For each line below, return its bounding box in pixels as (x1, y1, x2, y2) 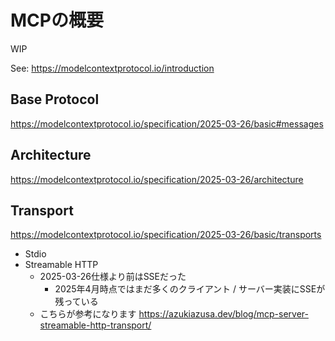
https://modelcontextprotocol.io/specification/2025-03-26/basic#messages (10, 117, 324, 130)
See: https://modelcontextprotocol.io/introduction (10, 62, 215, 74)
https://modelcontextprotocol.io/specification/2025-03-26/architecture (10, 173, 304, 185)
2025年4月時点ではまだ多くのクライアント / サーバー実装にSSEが (54, 283, 326, 295)
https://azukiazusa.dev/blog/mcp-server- (138, 308, 309, 320)
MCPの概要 (10, 9, 104, 32)
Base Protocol (10, 91, 100, 108)
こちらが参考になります (39, 308, 137, 320)
